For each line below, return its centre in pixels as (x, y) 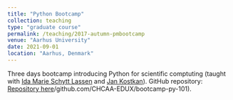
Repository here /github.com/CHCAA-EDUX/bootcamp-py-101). (100, 89)
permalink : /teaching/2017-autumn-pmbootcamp (76, 34)
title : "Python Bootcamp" (46, 14)
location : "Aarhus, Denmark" (51, 54)
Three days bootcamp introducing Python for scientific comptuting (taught (117, 73)
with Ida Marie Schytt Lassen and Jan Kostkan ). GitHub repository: (105, 81)
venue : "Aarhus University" (49, 40)
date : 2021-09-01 (33, 47)
